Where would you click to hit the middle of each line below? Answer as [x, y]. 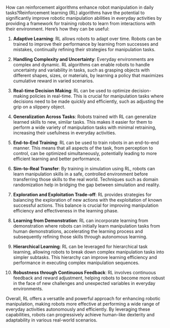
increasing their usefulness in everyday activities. [65, 133]
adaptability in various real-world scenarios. [52, 320]
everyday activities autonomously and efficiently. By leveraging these [78, 309]
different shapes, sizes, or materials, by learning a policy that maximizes [88, 75]
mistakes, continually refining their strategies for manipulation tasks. [84, 49]
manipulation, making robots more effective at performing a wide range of [83, 304]
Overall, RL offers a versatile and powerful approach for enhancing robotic [83, 298]
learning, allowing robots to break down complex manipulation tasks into [89, 252]
